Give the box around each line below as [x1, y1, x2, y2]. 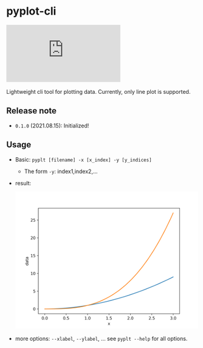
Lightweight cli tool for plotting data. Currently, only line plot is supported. [6, 88, 191, 95]
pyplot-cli [6, 4, 57, 18]
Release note [6, 105, 57, 116]
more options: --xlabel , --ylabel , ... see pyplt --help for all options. [15, 335, 188, 342]
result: [15, 179, 32, 186]
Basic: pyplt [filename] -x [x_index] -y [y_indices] [15, 155, 152, 163]
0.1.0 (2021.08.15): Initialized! [15, 122, 89, 129]
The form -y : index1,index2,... [24, 168, 98, 175]
